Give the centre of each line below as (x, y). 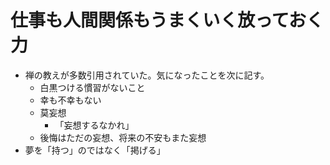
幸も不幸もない (70, 100)
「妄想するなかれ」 (94, 125)
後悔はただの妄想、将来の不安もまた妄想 (123, 137)
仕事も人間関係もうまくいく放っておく (167, 20)
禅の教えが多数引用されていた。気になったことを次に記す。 (147, 75)
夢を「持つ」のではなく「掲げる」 (95, 150)
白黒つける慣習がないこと (92, 87)
